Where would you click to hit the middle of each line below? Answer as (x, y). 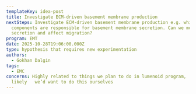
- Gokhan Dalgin (31, 60)
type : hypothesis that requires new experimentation (71, 50)
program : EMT (22, 39)
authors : (17, 55)
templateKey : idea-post (35, 11)
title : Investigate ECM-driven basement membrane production (82, 17)
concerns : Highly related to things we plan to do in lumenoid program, (96, 76)
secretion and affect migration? (52, 33)
